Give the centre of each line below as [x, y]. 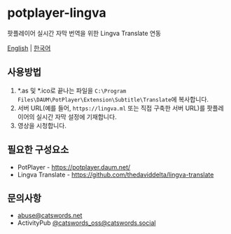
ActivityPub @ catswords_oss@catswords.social [86, 223]
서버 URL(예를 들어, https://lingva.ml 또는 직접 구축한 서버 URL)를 [111, 108]
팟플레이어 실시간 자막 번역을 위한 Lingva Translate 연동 [84, 33]
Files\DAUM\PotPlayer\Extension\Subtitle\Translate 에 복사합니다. [113, 99]
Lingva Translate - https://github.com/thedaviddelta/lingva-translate [115, 174]
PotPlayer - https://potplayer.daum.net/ [74, 167]
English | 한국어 [29, 48]
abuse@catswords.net [50, 216]
